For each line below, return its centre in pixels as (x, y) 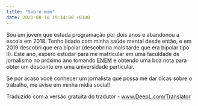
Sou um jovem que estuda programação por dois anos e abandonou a (93, 34)
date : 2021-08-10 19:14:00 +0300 (48, 17)
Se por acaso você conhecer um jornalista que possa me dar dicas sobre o (99, 78)
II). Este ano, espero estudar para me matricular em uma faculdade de (93, 54)
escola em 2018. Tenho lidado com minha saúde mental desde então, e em (99, 41)
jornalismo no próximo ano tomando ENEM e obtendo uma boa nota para (97, 60)
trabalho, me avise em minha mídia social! (58, 84)
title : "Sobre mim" (31, 12)
